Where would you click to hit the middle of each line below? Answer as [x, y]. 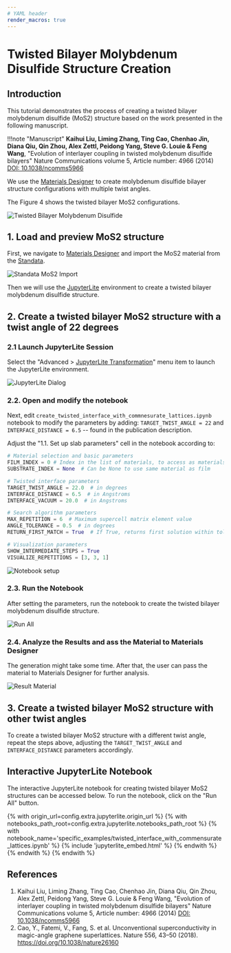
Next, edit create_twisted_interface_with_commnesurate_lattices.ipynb [109, 416]
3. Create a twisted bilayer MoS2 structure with [110, 708]
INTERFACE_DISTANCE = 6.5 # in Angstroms [69, 494]
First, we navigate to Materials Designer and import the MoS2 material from [114, 254]
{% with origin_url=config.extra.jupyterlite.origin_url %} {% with [97, 816]
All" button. [23, 803]
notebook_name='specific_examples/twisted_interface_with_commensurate [114, 838]
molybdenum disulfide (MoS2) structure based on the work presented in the [115, 118]
